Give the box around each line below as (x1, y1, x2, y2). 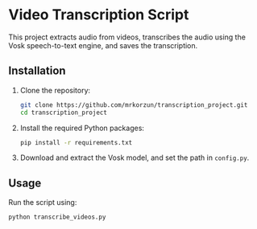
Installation (8, 64, 66, 78)
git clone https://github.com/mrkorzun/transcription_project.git (19, 100, 248, 109)
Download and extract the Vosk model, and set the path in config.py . (19, 153, 250, 162)
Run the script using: (8, 198, 77, 207)
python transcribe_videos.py (8, 213, 106, 222)
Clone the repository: (19, 85, 91, 95)
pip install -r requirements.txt (19, 138, 133, 146)
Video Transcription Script (8, 6, 189, 24)
